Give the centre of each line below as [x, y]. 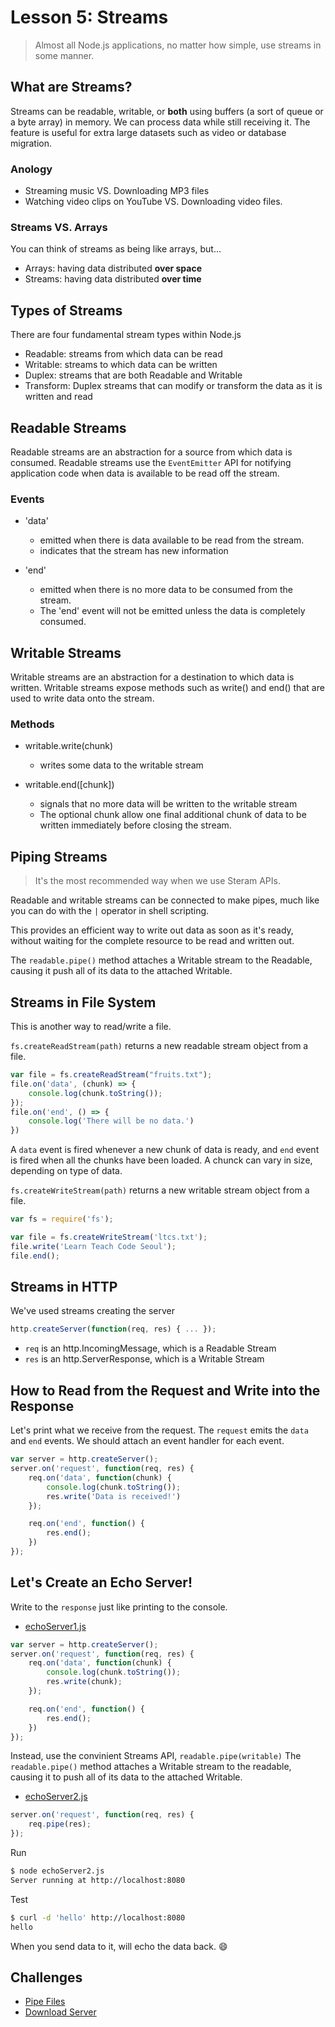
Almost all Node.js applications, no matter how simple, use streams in [178, 45]
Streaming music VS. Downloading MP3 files [117, 191]
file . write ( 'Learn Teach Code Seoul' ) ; [93, 1246]
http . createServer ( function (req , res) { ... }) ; [113, 1329]
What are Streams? [71, 87]
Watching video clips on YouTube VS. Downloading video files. [153, 202]
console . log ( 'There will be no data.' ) [111, 1121]
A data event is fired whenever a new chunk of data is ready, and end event [165, 1150]
